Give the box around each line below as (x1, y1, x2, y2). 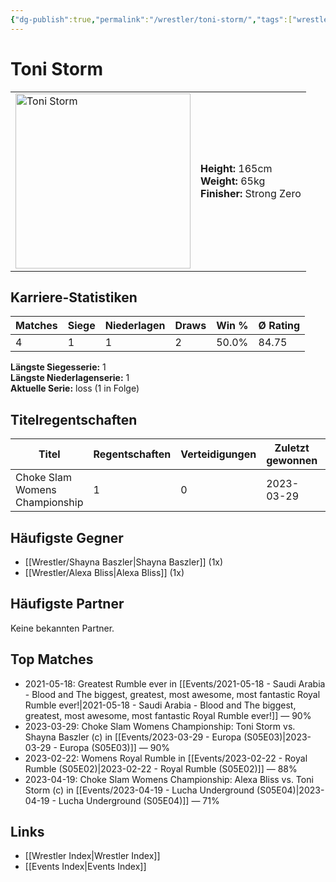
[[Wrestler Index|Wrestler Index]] (24, 850, 161, 862)
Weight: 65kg (200, 174, 266, 188)
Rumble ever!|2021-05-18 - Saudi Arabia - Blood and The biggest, (24, 699, 297, 711)
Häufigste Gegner (10, 529, 124, 546)
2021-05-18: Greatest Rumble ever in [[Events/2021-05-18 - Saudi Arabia (24, 677, 326, 690)
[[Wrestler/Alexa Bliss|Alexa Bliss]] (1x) (24, 567, 185, 578)
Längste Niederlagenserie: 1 (10, 372, 130, 384)
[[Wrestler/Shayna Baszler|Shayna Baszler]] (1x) (24, 556, 224, 568)
